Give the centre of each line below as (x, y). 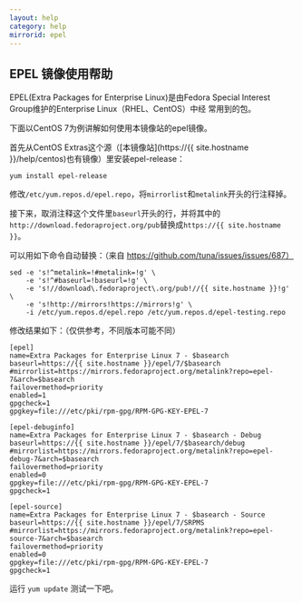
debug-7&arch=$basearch (54, 459)
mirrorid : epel (38, 35)
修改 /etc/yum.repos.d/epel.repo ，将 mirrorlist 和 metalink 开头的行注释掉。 (151, 194)
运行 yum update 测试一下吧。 (64, 588)
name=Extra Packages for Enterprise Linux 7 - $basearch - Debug (135, 436)
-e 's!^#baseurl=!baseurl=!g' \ (87, 281)
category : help (38, 26)
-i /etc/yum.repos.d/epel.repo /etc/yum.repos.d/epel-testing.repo (156, 313)
